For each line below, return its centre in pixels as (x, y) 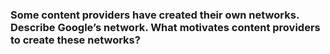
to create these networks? (75, 40)
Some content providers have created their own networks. (155, 15)
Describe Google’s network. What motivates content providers (165, 27)
